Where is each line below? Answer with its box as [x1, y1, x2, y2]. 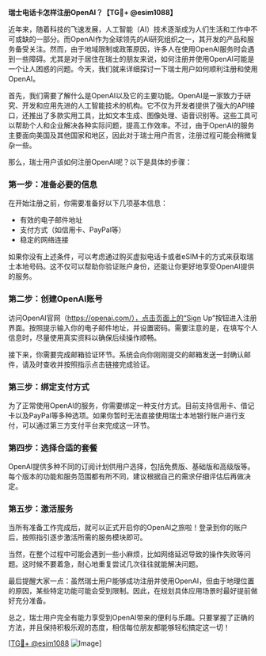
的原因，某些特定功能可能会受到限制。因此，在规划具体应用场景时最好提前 [8, 586, 251, 596]
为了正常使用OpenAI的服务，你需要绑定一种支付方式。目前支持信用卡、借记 [8, 400, 255, 410]
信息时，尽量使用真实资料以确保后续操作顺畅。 [8, 333, 161, 342]
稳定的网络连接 [19, 235, 69, 245]
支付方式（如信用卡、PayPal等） [19, 225, 126, 235]
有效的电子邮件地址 [19, 215, 83, 225]
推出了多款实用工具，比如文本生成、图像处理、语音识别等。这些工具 [28, 111, 251, 120]
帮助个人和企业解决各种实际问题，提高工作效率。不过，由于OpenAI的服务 [14, 120, 255, 130]
